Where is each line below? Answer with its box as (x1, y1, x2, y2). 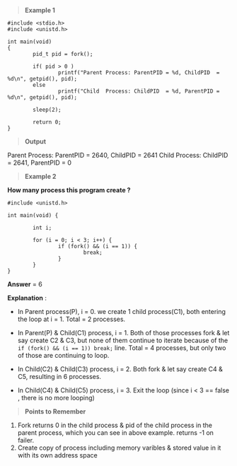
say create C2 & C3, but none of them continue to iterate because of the (17, 336, 229, 344)
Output (24, 137, 47, 146)
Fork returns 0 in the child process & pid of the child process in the (17, 421, 212, 429)
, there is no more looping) (17, 394, 96, 402)
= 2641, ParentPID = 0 (7, 158, 72, 167)
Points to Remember (24, 407, 86, 416)
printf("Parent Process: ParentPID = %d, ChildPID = (57, 69, 220, 76)
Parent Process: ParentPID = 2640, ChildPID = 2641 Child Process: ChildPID (7, 151, 229, 159)
